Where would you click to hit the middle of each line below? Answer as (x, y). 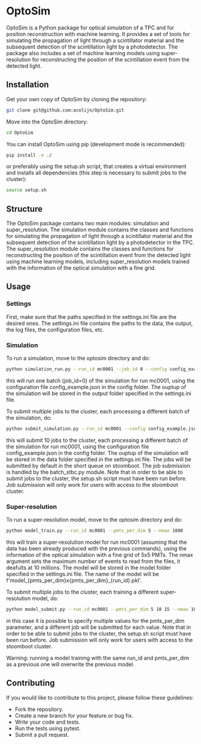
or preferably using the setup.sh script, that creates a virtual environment (96, 167)
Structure (25, 209)
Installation (28, 85)
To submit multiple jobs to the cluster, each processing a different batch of (98, 411)
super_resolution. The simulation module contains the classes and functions (100, 230)
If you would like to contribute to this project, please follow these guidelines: (100, 697)
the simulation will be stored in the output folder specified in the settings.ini (99, 393)
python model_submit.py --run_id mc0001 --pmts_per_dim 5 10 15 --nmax (97, 609)
